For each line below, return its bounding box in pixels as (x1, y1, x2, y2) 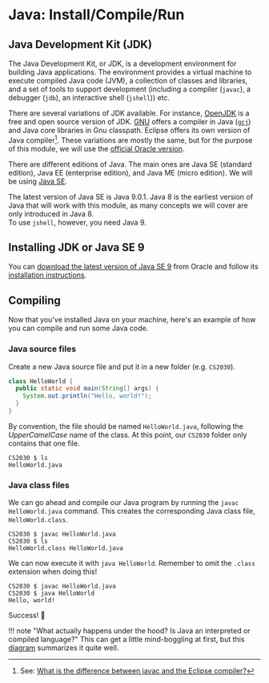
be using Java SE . (8, 176, 68, 186)
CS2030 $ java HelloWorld (8, 589, 94, 598)
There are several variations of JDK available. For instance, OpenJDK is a (8, 108, 250, 118)
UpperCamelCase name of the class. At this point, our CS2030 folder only (8, 430, 247, 439)
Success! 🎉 (8, 611, 46, 620)
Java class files (8, 479, 70, 491)
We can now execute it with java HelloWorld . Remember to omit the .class (8, 559, 256, 568)
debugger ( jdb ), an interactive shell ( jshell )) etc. (8, 93, 171, 102)
